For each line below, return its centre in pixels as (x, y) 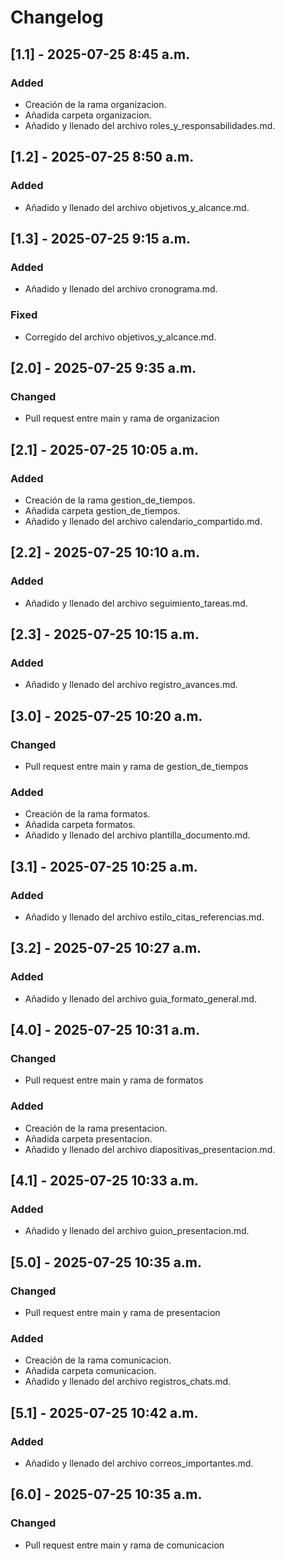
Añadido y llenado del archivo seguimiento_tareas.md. (136, 603)
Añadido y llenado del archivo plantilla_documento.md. (137, 835)
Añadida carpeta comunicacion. (90, 1371)
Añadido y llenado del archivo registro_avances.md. (131, 685)
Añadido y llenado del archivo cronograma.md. (121, 289)
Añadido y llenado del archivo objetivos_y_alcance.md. (137, 207)
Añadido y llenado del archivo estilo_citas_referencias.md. (144, 917)
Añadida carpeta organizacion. (88, 115)
